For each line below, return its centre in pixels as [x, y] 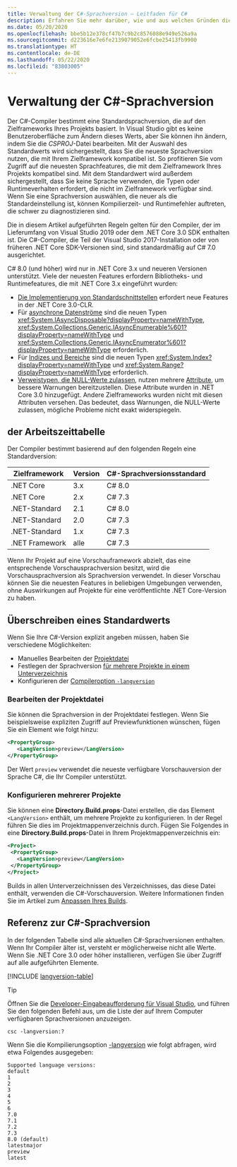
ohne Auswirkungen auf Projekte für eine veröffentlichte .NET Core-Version [117, 591]
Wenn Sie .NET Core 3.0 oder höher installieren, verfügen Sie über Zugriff [115, 955]
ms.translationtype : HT [42, 47]
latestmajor [25, 1145]
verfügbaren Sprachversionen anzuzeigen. [69, 1019]
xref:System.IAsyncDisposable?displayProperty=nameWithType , [111, 319]
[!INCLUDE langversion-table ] [50, 976]
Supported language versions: [52, 1065]
